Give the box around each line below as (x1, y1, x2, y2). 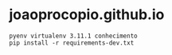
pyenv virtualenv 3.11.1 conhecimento (9, 32, 138, 40)
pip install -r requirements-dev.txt (9, 38, 135, 47)
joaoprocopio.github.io (9, 6, 165, 24)
